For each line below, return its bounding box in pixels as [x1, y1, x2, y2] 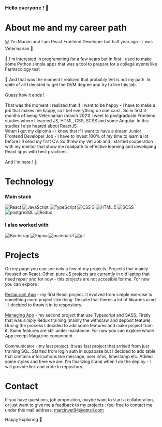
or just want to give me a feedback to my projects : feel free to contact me [5, 402, 153, 408]
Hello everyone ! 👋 [5, 4, 49, 11]
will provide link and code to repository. [5, 363, 84, 369]
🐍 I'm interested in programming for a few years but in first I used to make [5, 56, 152, 62]
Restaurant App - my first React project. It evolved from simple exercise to [5, 291, 153, 297]
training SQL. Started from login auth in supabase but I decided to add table [5, 348, 156, 354]
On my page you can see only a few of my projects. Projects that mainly [5, 265, 148, 271]
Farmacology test [5, 66, 40, 72]
